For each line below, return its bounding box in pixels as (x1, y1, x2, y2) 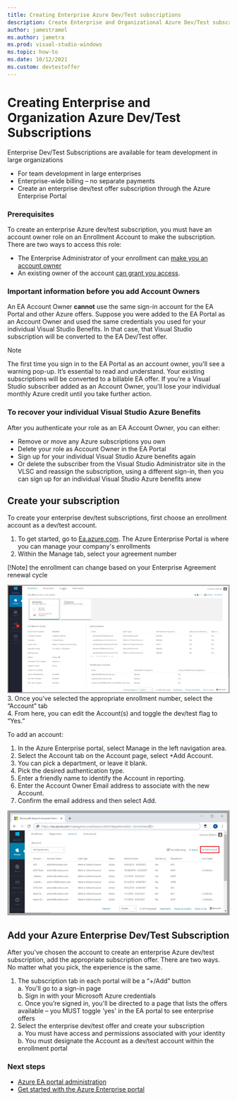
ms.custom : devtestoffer (7, 63, 80, 71)
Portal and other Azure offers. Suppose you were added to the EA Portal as (7, 310, 226, 319)
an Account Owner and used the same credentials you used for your (7, 317, 206, 326)
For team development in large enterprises (17, 169, 142, 178)
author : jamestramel (7, 26, 68, 33)
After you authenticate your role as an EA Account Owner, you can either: (7, 423, 221, 432)
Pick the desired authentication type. (17, 766, 125, 775)
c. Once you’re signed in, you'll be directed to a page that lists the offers (17, 999, 228, 1008)
